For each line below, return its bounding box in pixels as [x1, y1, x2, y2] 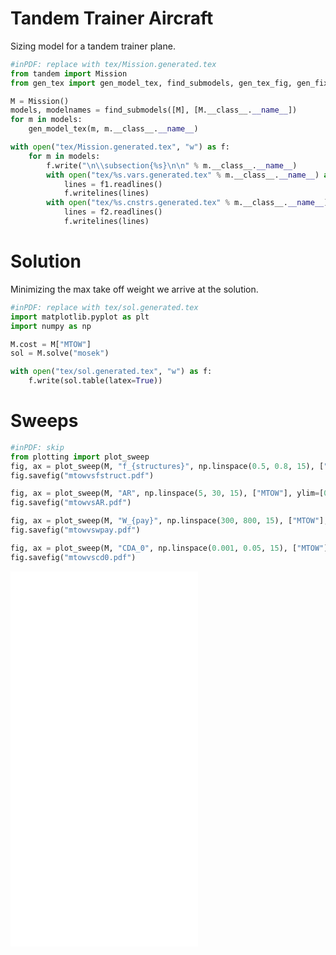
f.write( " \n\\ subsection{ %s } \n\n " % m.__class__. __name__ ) [46, 160, 298, 171]
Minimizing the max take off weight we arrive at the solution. [10, 283, 259, 295]
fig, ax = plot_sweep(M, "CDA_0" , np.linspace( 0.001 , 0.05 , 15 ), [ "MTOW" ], [10, 543, 333, 553]
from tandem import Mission [10, 68, 128, 79]
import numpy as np [10, 321, 92, 331]
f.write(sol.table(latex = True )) [28, 376, 163, 386]
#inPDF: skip [10, 442, 65, 452]
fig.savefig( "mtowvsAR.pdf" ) [10, 498, 132, 508]
